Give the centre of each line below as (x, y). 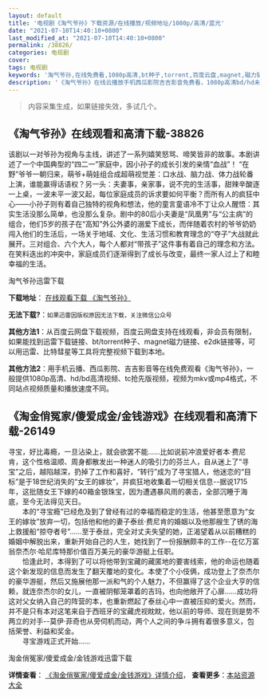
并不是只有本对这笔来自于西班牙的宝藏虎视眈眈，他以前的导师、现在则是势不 (134, 612)
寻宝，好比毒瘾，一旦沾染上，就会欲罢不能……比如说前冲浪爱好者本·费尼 (127, 452)
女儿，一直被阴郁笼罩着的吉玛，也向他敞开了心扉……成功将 (161, 592)
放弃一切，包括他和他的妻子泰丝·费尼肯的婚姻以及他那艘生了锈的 (145, 522)
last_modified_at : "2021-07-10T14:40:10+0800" (87, 38)
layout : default (35, 16)
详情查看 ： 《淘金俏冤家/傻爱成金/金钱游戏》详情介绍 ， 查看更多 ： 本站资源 (132, 675)
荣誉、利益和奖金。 (46, 632)
